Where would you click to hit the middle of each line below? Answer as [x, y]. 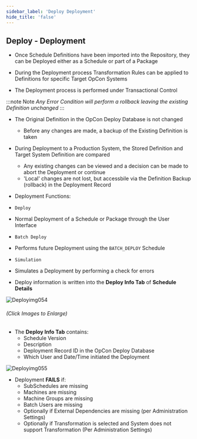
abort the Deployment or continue [64, 172]
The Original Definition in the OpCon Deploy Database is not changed [99, 119]
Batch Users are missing [53, 404]
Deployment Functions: [43, 196]
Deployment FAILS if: [40, 380]
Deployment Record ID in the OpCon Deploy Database [89, 350]
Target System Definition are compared [62, 155]
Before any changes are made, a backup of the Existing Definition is [106, 131]
